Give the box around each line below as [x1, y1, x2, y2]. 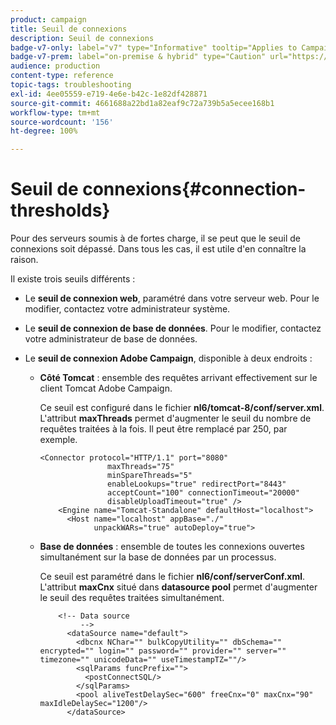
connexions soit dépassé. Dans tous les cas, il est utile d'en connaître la [10, 243, 307, 255]
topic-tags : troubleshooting [10, 80, 132, 90]
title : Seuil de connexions [10, 24, 128, 34]
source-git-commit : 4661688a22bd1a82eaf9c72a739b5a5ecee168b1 [10, 98, 275, 108]
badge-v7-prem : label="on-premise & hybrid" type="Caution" [10, 52, 267, 62]
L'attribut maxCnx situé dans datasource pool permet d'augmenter [39, 581, 318, 593]
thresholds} [10, 199, 111, 222]
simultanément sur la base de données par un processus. [39, 551, 277, 563]
